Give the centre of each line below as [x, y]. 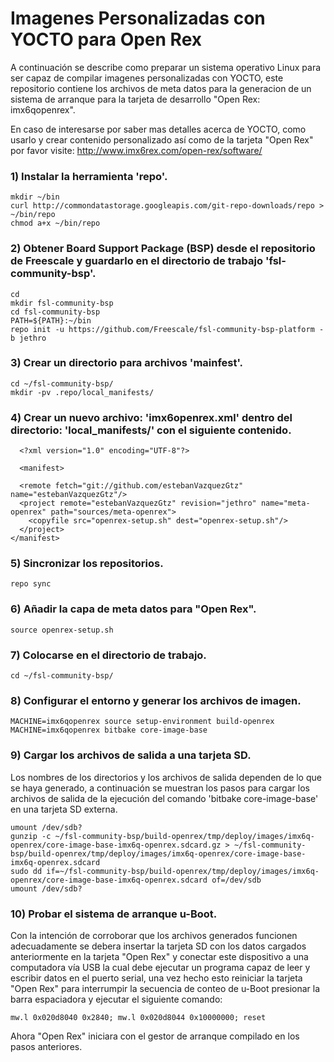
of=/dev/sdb [236, 880]
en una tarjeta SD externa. [64, 809]
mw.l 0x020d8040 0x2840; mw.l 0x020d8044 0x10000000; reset [138, 1017]
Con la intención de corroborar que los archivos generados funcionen [154, 935]
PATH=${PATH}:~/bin [51, 320]
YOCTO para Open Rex [106, 39]
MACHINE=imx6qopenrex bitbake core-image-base [109, 730]
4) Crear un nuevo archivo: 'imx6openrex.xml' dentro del [151, 417]
